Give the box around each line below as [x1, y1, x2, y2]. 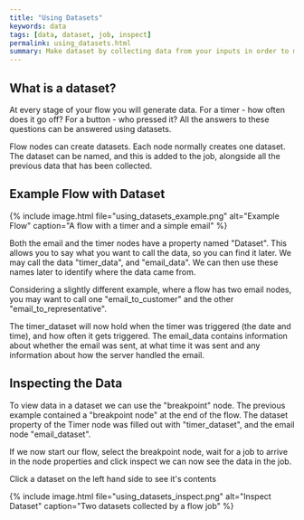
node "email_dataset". [9, 429, 91, 440]
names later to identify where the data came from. [9, 266, 196, 277]
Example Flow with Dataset [9, 186, 166, 202]
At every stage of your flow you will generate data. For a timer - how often [9, 104, 285, 115]
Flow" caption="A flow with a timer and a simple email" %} [9, 220, 228, 231]
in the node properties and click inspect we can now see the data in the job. [9, 456, 292, 467]
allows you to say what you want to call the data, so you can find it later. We [9, 247, 292, 258]
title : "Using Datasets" [9, 13, 103, 23]
